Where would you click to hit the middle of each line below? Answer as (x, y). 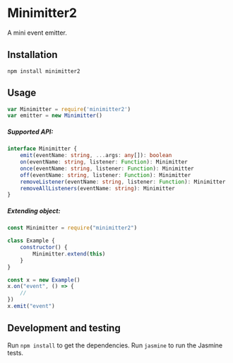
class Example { (31, 241)
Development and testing (64, 328)
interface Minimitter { (42, 149)
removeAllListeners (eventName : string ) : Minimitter (97, 188)
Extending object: (34, 211)
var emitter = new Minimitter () (55, 116)
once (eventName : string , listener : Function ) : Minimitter (107, 168)
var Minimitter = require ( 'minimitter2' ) (69, 109)
